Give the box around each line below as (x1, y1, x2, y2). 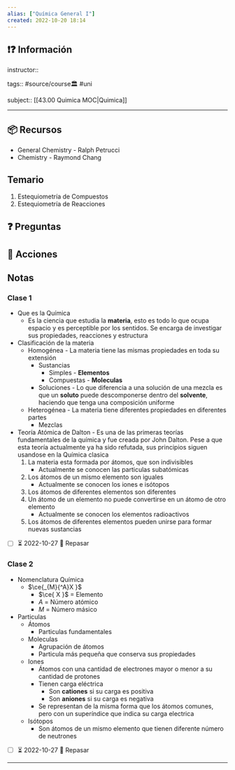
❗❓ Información (7, 43, 72, 55)
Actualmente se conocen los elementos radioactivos (38, 510, 190, 519)
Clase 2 (7, 559, 34, 569)
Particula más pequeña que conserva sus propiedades (38, 649, 196, 658)
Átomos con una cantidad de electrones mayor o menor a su (38, 664, 213, 673)
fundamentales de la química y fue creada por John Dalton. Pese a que (17, 435, 222, 444)
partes (27, 413, 47, 421)
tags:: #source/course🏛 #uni (7, 80, 92, 88)
